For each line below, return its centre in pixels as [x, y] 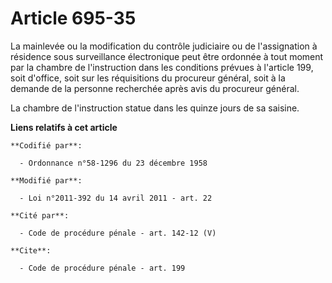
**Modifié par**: [46, 180]
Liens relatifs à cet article [64, 127]
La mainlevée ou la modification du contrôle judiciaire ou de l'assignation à [164, 46]
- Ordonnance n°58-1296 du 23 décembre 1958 [113, 163]
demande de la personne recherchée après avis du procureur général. [155, 88]
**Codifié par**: [46, 145]
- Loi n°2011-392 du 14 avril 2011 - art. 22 [116, 198]
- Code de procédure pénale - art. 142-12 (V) [118, 233]
